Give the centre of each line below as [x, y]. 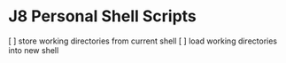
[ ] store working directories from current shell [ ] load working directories [143, 41]
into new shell [34, 50]
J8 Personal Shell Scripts [102, 16]
